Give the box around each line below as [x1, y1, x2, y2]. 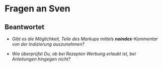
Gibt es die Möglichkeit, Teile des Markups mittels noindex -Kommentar [11, 36, 158, 42]
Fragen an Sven [4, 3, 71, 14]
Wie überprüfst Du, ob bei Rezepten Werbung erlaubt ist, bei [11, 51, 136, 57]
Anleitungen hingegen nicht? [11, 56, 71, 62]
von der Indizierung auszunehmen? [11, 41, 85, 47]
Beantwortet [4, 23, 45, 31]
